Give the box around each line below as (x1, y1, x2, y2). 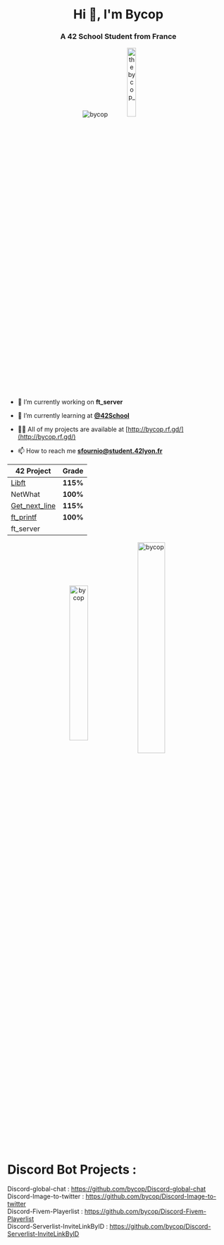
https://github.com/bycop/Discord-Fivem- (84, 1207, 206, 1216)
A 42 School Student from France (60, 32, 177, 42)
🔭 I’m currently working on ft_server (17, 398, 123, 407)
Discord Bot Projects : (7, 1161, 137, 1177)
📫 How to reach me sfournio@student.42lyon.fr (17, 447, 163, 455)
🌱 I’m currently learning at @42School (17, 411, 130, 420)
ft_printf (11, 512, 37, 522)
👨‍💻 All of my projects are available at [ (17, 425, 128, 433)
